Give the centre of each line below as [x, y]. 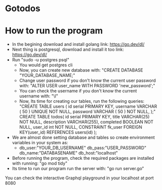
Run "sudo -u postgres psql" [40, 60]
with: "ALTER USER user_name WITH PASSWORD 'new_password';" [87, 86]
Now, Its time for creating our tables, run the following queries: [82, 101]
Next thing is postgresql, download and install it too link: [68, 50]
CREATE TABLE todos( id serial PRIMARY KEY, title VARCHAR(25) [84, 117]
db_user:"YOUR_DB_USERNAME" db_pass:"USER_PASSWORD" [83, 148]
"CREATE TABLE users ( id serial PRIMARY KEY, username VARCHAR [88, 106]
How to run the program [54, 31]
